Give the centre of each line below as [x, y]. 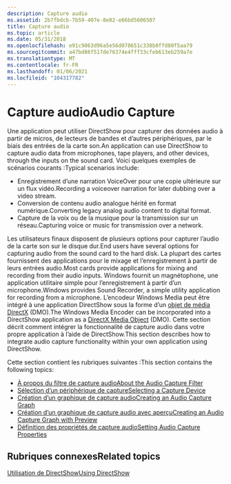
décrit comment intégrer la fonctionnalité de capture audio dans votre [106, 327]
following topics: [30, 370]
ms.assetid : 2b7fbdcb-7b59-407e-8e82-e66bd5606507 [81, 20]
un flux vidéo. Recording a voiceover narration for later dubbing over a [116, 189]
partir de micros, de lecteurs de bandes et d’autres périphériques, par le [110, 138]
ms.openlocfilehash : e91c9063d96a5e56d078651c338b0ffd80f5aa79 [100, 46]
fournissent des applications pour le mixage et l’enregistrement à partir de [112, 261]
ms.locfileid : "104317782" [46, 78]
